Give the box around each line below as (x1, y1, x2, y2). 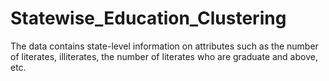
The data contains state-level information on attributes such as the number (10, 40, 319, 52)
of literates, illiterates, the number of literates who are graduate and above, (10, 50, 318, 62)
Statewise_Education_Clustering (10, 7, 287, 30)
